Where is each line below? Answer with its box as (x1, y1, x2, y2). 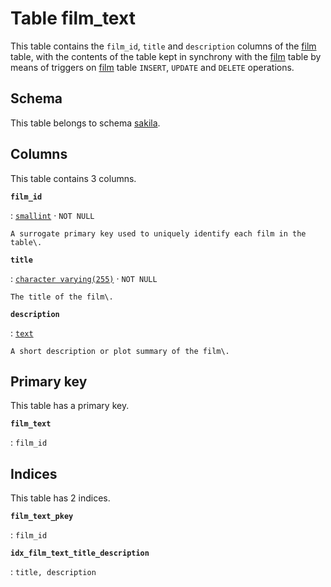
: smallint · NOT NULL (10, 209, 95, 221)
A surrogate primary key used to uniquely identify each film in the (10, 228, 307, 239)
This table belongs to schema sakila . (10, 117, 161, 129)
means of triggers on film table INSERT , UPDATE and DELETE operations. (10, 61, 295, 73)
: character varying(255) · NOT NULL (10, 272, 158, 284)
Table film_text (10, 7, 136, 30)
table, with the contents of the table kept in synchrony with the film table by (10, 50, 322, 62)
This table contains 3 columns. (10, 172, 137, 184)
